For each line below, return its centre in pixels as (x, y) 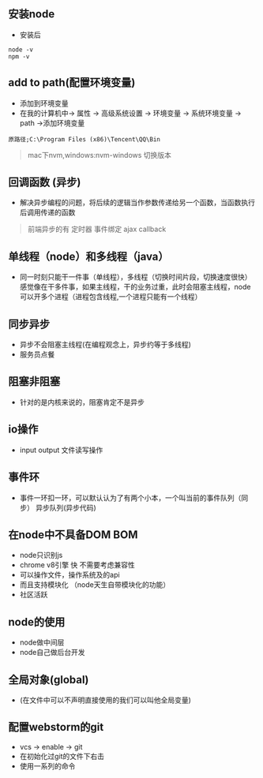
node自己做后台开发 (52, 653)
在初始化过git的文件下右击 (62, 756)
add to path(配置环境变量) (72, 82)
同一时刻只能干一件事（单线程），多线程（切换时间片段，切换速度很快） (135, 277)
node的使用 (37, 622)
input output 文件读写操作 (61, 450)
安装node (32, 14)
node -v (21, 50)
